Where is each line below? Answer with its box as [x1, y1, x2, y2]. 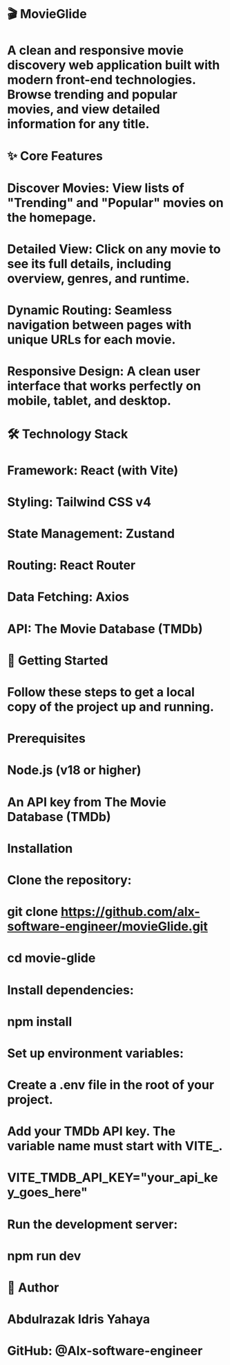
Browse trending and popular [7, 87, 178, 103]
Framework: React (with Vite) [7, 462, 178, 478]
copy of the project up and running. [7, 699, 214, 714]
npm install [7, 1014, 73, 1030]
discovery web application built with [7, 58, 220, 73]
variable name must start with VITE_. [7, 1138, 223, 1154]
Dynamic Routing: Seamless [7, 303, 173, 318]
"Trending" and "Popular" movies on [7, 195, 224, 211]
